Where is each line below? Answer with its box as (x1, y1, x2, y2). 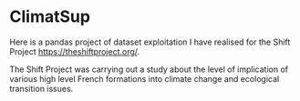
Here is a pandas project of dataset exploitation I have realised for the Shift (9, 36, 291, 47)
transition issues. (9, 83, 74, 94)
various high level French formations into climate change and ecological (9, 73, 280, 84)
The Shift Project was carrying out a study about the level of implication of (9, 64, 289, 75)
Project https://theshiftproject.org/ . (9, 45, 140, 56)
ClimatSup (9, 6, 91, 27)
